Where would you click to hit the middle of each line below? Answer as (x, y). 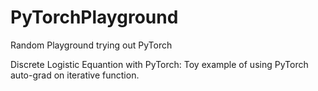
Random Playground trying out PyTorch (91, 45)
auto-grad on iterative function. (75, 75)
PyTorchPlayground (94, 17)
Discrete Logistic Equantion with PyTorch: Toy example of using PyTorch (159, 64)
